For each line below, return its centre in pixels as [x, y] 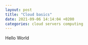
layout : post [19, 10]
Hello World [17, 38]
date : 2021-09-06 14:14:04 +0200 [40, 19]
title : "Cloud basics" [29, 14]
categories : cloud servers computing [44, 24]
